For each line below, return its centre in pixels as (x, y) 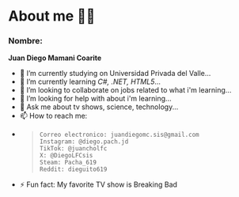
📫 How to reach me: (53, 116)
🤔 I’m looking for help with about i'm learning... (95, 99)
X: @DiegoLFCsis (66, 156)
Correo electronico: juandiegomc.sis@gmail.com (119, 135)
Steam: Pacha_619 (68, 163)
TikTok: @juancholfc (73, 149)
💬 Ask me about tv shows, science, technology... (99, 107)
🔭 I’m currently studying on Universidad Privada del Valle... (115, 74)
